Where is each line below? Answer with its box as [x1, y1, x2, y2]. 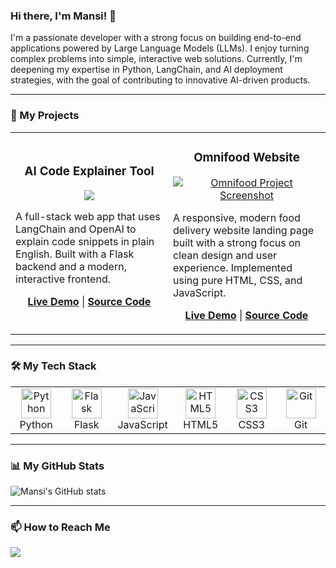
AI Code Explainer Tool [24, 163, 155, 179]
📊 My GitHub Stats [10, 459, 105, 473]
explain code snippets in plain [15, 234, 155, 248]
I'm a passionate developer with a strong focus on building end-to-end [10, 32, 302, 44]
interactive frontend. [15, 272, 111, 286]
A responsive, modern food [173, 210, 301, 224]
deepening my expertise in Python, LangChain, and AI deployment [10, 64, 283, 76]
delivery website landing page [173, 223, 315, 237]
